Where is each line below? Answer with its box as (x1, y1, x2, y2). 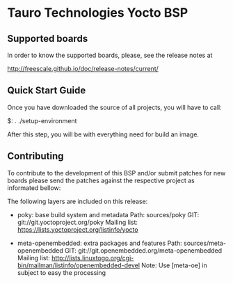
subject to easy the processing (17, 268, 106, 276)
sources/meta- (183, 239, 226, 247)
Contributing (7, 150, 64, 162)
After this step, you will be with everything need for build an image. (7, 130, 200, 139)
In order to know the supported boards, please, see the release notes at (7, 51, 213, 59)
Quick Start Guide (7, 85, 86, 97)
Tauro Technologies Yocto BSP (7, 5, 188, 21)
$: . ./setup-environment (7, 116, 77, 125)
